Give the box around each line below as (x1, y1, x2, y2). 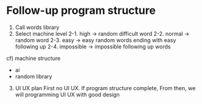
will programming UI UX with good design (15, 91, 120, 98)
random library (15, 73, 53, 80)
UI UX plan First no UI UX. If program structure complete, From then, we (15, 84, 196, 91)
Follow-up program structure (6, 4, 156, 18)
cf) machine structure (6, 54, 61, 62)
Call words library (15, 24, 60, 31)
